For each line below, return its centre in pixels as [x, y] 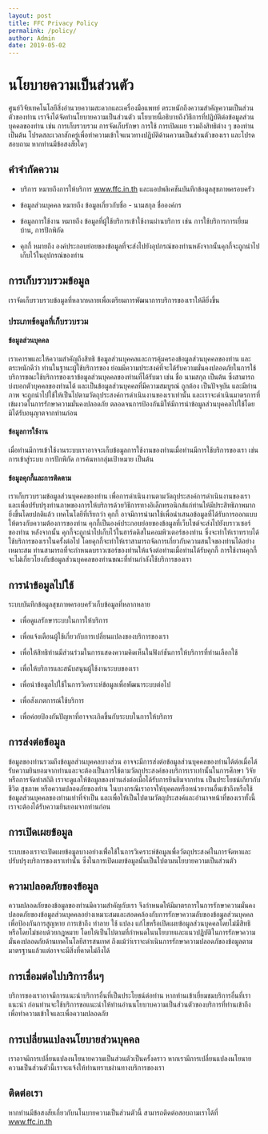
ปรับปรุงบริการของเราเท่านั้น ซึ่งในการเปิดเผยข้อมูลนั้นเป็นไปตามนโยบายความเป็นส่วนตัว [123, 860]
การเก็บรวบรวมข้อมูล [49, 281]
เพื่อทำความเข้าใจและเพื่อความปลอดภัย [58, 1014]
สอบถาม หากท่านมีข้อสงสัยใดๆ [48, 144]
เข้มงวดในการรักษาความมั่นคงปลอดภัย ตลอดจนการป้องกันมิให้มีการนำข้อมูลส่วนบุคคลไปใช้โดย [132, 404]
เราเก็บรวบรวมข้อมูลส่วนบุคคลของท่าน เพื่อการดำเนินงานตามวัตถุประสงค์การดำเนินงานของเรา [129, 496]
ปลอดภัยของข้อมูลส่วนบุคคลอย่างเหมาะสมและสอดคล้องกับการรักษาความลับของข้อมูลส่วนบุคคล [131, 914]
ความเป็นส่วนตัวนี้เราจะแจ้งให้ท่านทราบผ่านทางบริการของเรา [86, 1067]
